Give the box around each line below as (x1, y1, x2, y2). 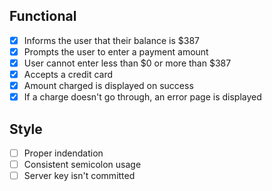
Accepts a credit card (23, 69, 114, 80)
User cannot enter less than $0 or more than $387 (23, 57, 232, 69)
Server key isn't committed (23, 170, 136, 182)
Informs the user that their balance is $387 (23, 34, 201, 46)
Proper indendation (23, 147, 104, 159)
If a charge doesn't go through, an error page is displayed (23, 91, 262, 103)
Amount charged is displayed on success (23, 80, 194, 92)
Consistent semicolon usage (23, 159, 142, 171)
